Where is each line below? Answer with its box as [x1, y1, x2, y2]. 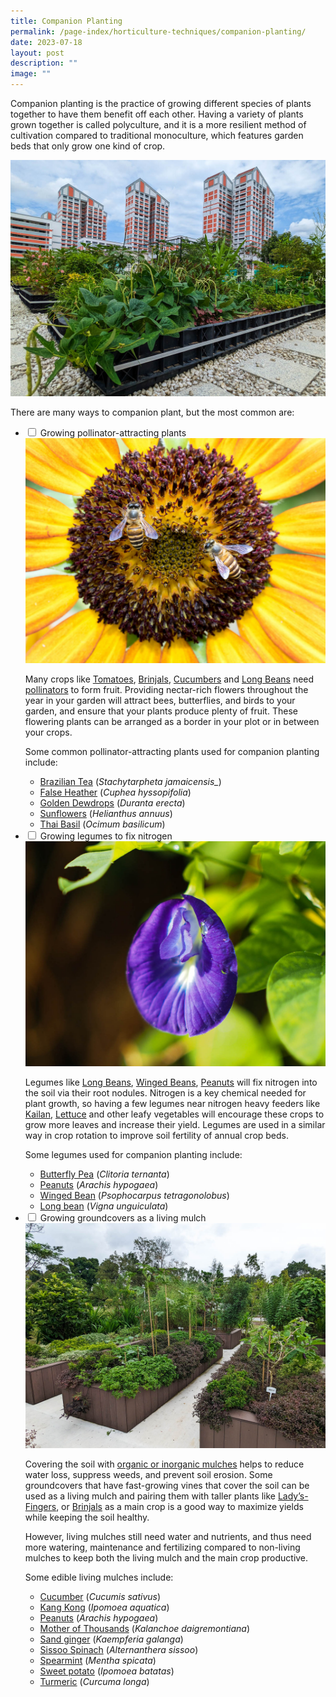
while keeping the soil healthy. [24, 1511, 150, 1524]
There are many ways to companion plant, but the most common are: [10, 406, 295, 418]
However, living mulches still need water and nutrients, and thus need [24, 1531, 312, 1543]
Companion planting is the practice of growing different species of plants [10, 98, 312, 109]
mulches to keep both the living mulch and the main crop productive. [24, 1552, 309, 1564]
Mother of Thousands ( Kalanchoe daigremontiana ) [39, 1623, 251, 1635]
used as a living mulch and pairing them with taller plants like [24, 1490, 277, 1502]
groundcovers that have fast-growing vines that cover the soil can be [24, 1480, 310, 1492]
